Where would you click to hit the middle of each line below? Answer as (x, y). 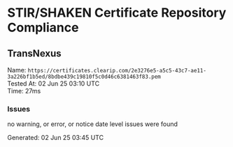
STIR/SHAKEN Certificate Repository (117, 13)
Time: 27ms (24, 91)
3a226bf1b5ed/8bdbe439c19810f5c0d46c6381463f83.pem (84, 77)
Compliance (43, 28)
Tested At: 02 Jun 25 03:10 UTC (54, 84)
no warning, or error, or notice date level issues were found (93, 124)
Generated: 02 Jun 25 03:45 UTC (55, 138)
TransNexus (34, 53)
